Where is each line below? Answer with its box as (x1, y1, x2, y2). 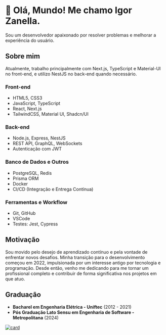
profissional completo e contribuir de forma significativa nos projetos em (5, 270, 157, 276)
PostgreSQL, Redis (12, 170, 52, 176)
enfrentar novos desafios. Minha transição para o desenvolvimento (5, 254, 145, 260)
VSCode (12, 215, 30, 221)
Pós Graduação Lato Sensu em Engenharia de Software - (12, 309, 135, 315)
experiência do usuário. (5, 37, 55, 43)
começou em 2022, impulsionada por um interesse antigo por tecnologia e (5, 260, 161, 266)
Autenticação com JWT (12, 146, 62, 152)
